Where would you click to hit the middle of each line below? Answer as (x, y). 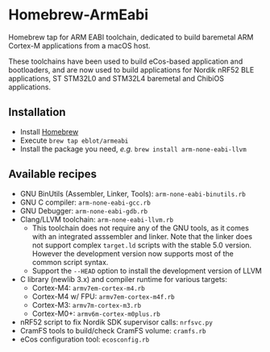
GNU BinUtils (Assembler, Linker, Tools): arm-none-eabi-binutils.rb (133, 193)
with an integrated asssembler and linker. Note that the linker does (142, 236)
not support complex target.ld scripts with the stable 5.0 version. (142, 245)
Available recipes (52, 174)
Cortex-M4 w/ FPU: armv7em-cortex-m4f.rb (103, 296)
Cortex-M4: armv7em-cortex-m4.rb (88, 288)
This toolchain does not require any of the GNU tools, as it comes (141, 228)
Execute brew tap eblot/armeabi (74, 140)
